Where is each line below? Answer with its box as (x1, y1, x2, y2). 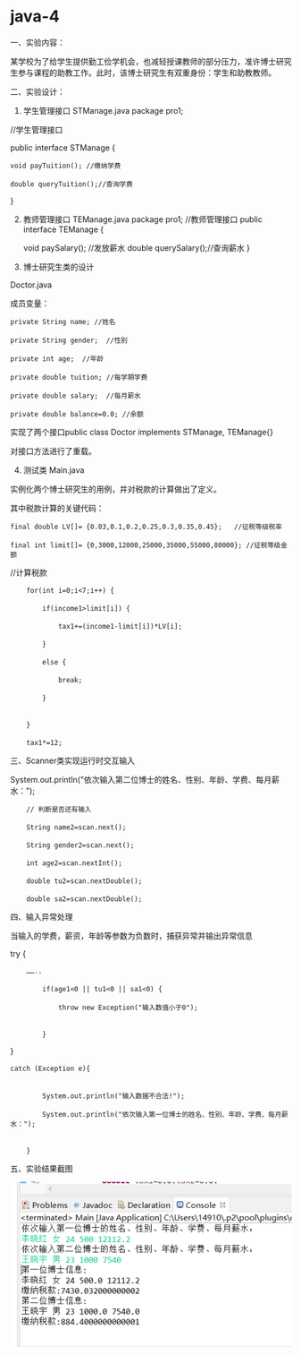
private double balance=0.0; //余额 (10, 409, 144, 418)
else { (42, 657, 67, 666)
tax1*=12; (26, 738, 63, 747)
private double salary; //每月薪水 (10, 391, 141, 400)
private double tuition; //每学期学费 (10, 373, 148, 382)
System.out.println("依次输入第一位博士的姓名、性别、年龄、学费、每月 (42, 1110, 282, 1119)
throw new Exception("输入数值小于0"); (57, 1003, 199, 1012)
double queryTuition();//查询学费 (10, 179, 133, 189)
